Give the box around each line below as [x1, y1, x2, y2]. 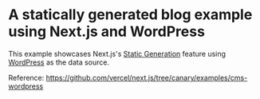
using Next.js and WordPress [8, 22, 206, 41]
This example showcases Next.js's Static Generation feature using [8, 49, 226, 58]
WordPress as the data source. [8, 57, 110, 67]
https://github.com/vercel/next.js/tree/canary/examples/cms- [45, 73, 248, 82]
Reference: [8, 73, 45, 82]
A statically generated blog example [8, 6, 253, 24]
